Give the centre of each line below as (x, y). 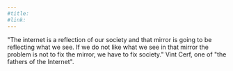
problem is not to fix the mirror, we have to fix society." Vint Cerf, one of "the (117, 54)
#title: (18, 13)
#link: (17, 20)
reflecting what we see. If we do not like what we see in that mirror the (108, 47)
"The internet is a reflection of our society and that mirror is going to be (110, 39)
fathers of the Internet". (41, 61)
